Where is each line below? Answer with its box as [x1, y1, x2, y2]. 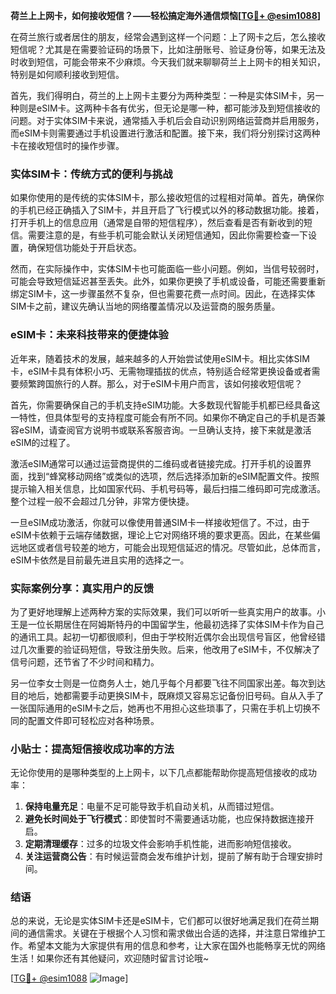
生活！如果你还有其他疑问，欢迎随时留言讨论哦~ [10, 952, 210, 964]
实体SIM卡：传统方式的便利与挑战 [10, 167, 173, 181]
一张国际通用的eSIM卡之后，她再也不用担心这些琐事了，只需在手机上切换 [10, 702, 312, 714]
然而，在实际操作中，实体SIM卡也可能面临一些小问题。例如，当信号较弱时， [10, 263, 325, 275]
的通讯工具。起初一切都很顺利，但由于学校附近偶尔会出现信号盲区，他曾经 [10, 630, 317, 643]
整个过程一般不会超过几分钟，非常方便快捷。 [10, 495, 195, 507]
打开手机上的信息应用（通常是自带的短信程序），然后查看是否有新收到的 [10, 217, 304, 229]
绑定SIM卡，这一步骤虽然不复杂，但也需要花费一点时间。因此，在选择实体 [10, 288, 316, 300]
